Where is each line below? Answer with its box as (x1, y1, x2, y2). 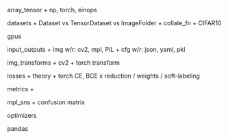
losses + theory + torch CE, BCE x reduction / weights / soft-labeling (7, 72, 201, 80)
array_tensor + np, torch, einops (7, 6, 97, 14)
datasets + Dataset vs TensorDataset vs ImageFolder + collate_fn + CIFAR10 (7, 19, 222, 27)
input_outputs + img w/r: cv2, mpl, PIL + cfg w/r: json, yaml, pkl (7, 46, 186, 53)
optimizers (7, 112, 37, 119)
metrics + (7, 85, 34, 93)
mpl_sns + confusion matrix (7, 98, 86, 106)
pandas (7, 125, 29, 132)
